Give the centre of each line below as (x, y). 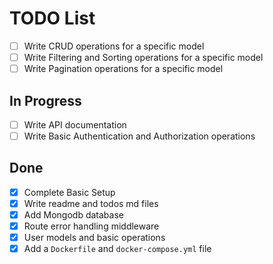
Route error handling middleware (91, 226)
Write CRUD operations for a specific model (114, 46)
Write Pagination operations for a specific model (123, 69)
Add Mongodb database (73, 215)
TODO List (52, 18)
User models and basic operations (94, 238)
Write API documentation (75, 124)
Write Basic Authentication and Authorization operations (139, 136)
